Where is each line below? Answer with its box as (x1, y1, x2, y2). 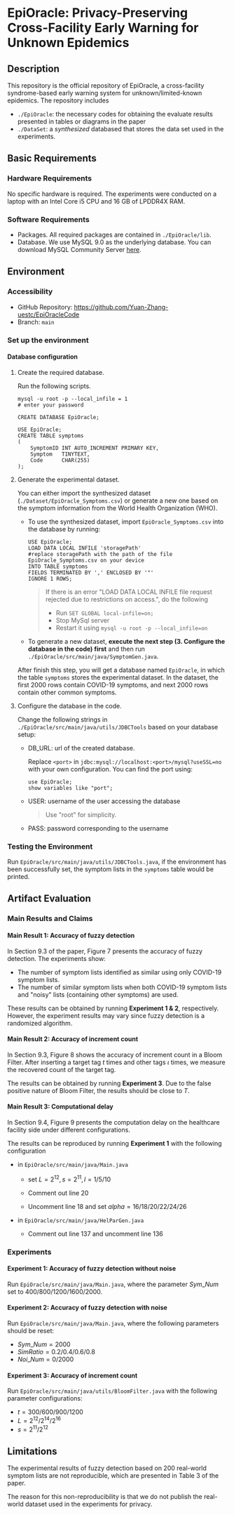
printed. (7, 873, 30, 881)
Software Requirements (7, 214, 90, 224)
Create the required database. (17, 368, 104, 376)
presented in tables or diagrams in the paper (17, 117, 146, 126)
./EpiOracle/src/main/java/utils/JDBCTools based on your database (17, 722, 219, 731)
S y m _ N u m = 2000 (17, 1340, 71, 1349)
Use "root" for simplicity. (45, 810, 117, 819)
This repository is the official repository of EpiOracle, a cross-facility (7, 81, 205, 89)
